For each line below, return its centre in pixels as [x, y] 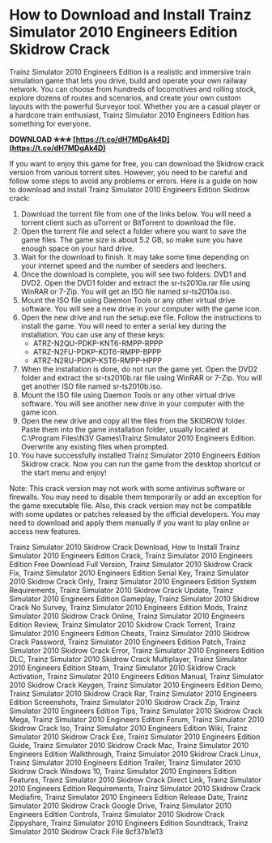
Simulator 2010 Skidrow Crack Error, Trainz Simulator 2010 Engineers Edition [137, 650]
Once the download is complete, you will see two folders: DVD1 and [134, 274]
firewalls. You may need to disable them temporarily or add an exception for [136, 497]
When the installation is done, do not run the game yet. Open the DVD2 [139, 369]
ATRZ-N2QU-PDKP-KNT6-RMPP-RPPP [98, 343]
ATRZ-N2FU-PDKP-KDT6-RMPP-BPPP [97, 351]
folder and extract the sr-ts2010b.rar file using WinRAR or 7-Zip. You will [141, 377]
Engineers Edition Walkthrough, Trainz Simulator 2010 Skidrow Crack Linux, [135, 754]
